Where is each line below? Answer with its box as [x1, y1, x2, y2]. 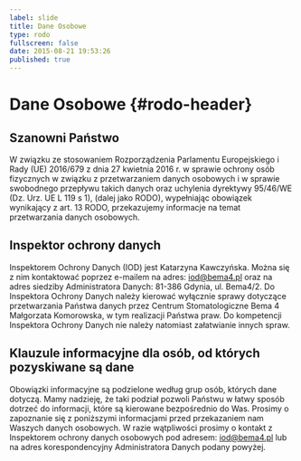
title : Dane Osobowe [9, 22, 88, 31]
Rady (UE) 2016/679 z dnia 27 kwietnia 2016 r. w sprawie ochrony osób [9, 164, 276, 174]
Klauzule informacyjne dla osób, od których [9, 345, 260, 362]
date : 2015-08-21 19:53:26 [9, 47, 111, 56]
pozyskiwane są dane [9, 360, 135, 375]
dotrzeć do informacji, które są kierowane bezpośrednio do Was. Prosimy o [9, 403, 289, 414]
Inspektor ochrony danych [9, 238, 161, 253]
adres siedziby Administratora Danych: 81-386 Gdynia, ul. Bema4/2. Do [9, 281, 276, 292]
